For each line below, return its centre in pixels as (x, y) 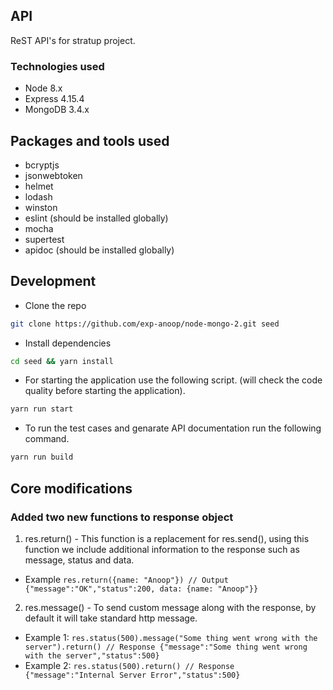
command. (47, 439)
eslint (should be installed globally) (96, 218)
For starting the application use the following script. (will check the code (173, 380)
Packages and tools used (90, 140)
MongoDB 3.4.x (57, 110)
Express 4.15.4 (54, 99)
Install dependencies (68, 343)
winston (41, 207)
